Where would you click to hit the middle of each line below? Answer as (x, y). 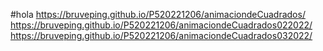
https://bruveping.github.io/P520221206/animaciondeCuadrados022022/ (161, 25)
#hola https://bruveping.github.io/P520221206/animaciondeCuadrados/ (158, 14)
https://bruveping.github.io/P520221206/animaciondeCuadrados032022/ (161, 35)
